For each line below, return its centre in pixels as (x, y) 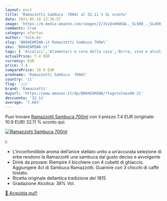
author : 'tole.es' (24, 38)
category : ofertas (24, 33)
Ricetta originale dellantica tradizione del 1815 (59, 178)
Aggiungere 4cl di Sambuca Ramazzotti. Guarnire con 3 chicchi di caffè (85, 168)
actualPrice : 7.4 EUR (28, 56)
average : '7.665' (23, 103)
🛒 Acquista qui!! (21, 193)
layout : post (19, 10)
